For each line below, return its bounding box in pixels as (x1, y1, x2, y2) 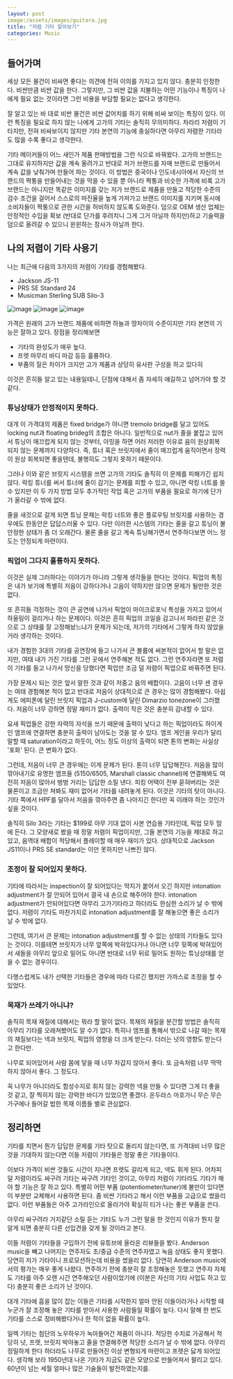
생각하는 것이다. (19, 632, 63, 640)
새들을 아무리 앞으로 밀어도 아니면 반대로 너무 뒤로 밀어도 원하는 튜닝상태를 (14, 948, 217, 957)
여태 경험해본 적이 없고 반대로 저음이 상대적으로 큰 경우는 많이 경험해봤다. (14, 687, 214, 696)
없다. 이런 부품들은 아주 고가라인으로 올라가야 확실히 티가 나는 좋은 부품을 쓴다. (7, 1200, 220, 1208)
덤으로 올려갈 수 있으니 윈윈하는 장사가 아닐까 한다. (7, 221, 145, 229)
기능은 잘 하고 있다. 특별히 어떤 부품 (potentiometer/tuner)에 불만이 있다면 (22, 1182, 225, 1191)
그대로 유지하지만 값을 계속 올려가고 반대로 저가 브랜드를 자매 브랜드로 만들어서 (7, 159, 221, 167)
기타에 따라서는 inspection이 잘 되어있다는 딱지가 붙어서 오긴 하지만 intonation (7, 881, 221, 890)
